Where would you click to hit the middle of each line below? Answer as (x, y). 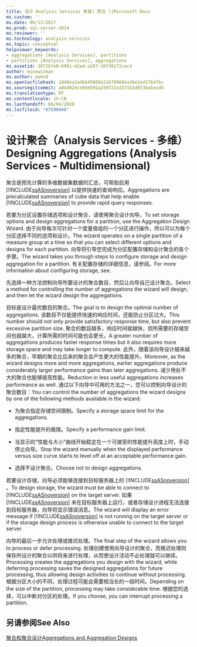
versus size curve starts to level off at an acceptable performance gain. (101, 456)
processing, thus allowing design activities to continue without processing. (96, 574)
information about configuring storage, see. (59, 271)
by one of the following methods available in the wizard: (74, 399)
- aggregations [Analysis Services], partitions (67, 55)
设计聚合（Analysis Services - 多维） (97, 140)
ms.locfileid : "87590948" (38, 110)
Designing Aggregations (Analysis (91, 153)
